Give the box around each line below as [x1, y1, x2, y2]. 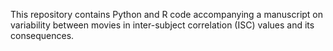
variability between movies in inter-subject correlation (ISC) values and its [10, 19, 315, 31]
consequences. [10, 30, 75, 41]
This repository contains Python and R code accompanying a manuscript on [10, 9, 324, 20]
